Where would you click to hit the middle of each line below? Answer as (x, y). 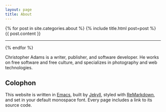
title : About (19, 14)
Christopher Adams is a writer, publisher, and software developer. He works (82, 57)
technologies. (19, 67)
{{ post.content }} (23, 33)
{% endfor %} (19, 48)
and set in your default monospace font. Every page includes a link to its (79, 100)
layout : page (19, 10)
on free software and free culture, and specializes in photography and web (81, 62)
